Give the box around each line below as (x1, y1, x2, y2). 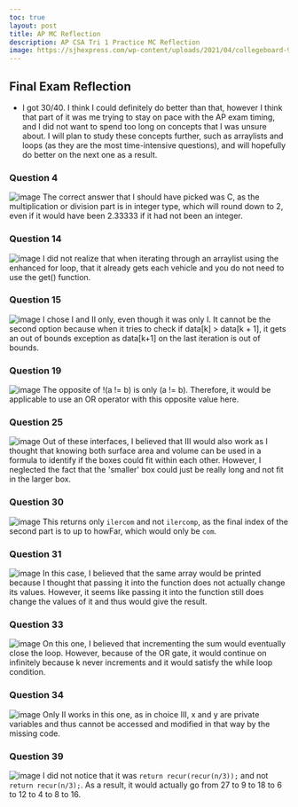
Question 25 (9, 416, 64, 428)
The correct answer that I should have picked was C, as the (43, 192, 260, 202)
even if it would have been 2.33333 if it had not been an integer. (9, 210, 244, 222)
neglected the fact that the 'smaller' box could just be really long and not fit (9, 465, 284, 475)
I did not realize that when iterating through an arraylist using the (43, 253, 279, 263)
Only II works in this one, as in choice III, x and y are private (43, 709, 260, 719)
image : (9, 46, 34, 55)
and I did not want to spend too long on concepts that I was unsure (21, 121, 268, 131)
